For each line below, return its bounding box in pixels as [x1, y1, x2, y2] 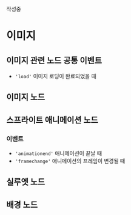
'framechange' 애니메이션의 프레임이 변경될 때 [15, 158, 126, 165]
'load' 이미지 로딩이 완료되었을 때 [15, 73, 97, 79]
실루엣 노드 [6, 177, 45, 188]
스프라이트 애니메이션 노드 [6, 115, 98, 125]
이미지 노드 [6, 92, 45, 103]
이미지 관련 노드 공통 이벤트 [6, 55, 102, 65]
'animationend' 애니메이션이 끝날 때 [15, 150, 102, 157]
